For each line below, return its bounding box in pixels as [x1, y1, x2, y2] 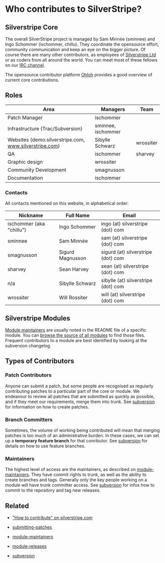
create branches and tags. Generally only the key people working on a [5, 477, 147, 483]
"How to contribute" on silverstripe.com [12, 515, 93, 521]
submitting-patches [12, 524, 53, 530]
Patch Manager [7, 114, 43, 121]
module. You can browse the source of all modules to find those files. [5, 332, 146, 338]
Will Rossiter [58, 294, 88, 301]
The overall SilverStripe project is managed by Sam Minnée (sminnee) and [5, 36, 155, 42]
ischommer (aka [7, 220, 45, 227]
